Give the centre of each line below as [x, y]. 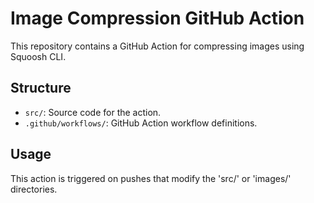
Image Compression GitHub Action [157, 18]
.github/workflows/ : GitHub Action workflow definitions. [141, 123]
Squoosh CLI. [38, 56]
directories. [34, 189]
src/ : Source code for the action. [93, 112]
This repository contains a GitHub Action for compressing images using [157, 46]
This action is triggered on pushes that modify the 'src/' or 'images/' [151, 178]
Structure [41, 88]
